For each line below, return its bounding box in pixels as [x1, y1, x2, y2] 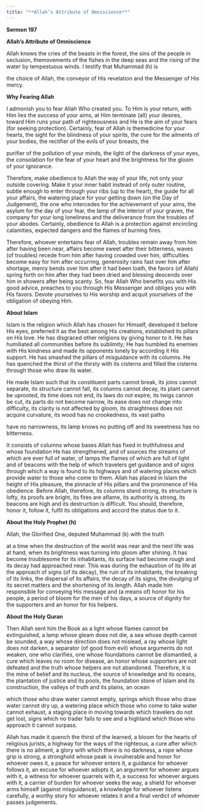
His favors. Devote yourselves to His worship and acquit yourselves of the [6, 290, 193, 298]
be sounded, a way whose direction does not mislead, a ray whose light [6, 638, 188, 645]
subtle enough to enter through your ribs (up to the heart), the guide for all [6, 187, 194, 195]
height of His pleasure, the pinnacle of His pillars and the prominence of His [6, 480, 198, 488]
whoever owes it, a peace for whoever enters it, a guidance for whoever [6, 759, 188, 767]
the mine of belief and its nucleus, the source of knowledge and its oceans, [6, 670, 196, 678]
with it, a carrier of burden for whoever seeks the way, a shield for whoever [6, 779, 197, 786]
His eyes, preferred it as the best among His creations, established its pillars [6, 327, 199, 334]
